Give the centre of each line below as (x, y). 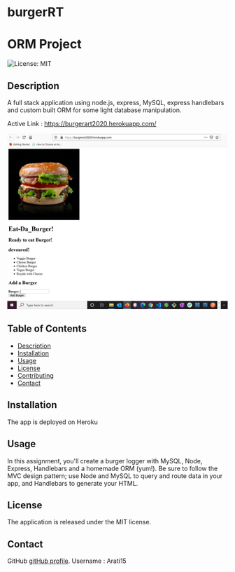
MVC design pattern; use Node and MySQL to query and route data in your (115, 476)
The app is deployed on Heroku (52, 422)
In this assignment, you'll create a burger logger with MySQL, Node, (105, 461)
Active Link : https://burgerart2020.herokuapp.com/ (82, 123)
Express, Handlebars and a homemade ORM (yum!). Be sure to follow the (113, 468)
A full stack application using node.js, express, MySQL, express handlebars (116, 102)
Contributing (35, 375)
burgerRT (36, 12)
